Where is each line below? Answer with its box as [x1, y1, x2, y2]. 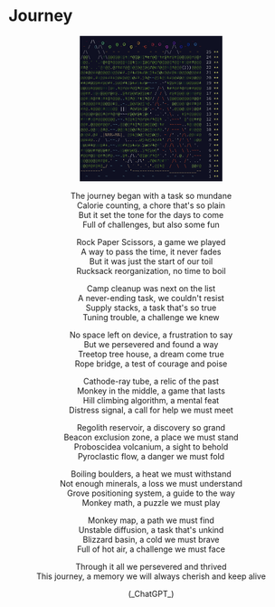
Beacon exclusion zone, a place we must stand [63, 432, 239, 442]
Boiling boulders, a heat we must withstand [71, 468, 232, 479]
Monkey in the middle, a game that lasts [77, 385, 225, 396]
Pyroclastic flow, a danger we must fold [77, 451, 225, 461]
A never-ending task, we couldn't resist [77, 292, 225, 303]
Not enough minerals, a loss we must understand [59, 478, 243, 488]
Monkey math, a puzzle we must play [81, 497, 221, 507]
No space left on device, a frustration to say [69, 329, 233, 340]
